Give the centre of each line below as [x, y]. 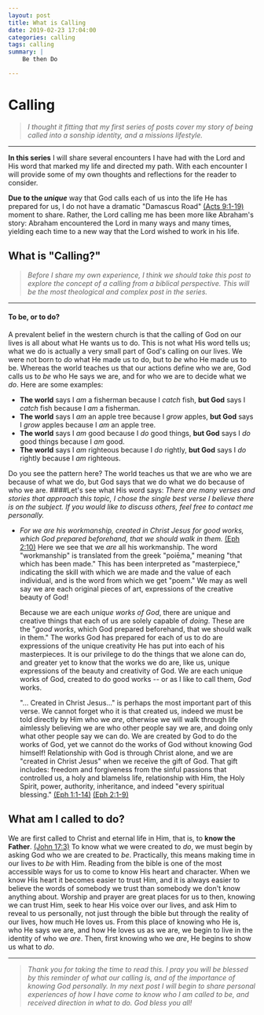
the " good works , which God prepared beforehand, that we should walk [136, 628]
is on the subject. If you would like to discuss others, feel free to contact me [131, 507]
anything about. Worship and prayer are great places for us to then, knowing [132, 896]
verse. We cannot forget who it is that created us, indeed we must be [131, 711]
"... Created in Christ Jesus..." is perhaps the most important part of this [135, 702]
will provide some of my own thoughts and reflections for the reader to [123, 174]
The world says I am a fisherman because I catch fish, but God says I [132, 399]
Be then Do [40, 60]
